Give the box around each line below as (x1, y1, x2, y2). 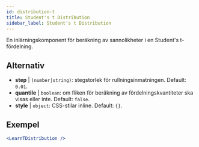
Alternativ (6, 60, 45, 70)
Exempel (6, 119, 40, 130)
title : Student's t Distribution (6, 14, 90, 20)
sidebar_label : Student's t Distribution (6, 20, 112, 26)
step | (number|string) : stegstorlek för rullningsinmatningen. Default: (14, 77, 186, 84)
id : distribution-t (6, 8, 55, 15)
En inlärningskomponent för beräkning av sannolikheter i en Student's (6, 37, 179, 44)
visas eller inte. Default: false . (14, 96, 90, 103)
